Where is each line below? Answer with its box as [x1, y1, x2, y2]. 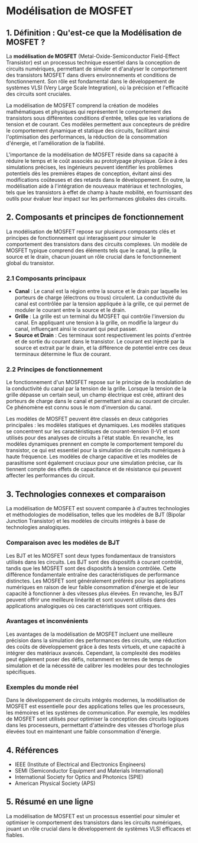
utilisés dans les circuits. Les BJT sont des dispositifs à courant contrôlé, [6, 558, 183, 565]
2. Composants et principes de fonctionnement [6, 212, 184, 223]
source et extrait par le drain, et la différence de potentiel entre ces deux [14, 345, 191, 352]
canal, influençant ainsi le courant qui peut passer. [14, 326, 138, 333]
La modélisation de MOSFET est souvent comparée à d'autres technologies [6, 505, 190, 512]
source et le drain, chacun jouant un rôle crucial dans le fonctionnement [6, 253, 181, 260]
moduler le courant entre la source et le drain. [14, 307, 126, 314]
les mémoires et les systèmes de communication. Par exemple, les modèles [6, 709, 190, 716]
